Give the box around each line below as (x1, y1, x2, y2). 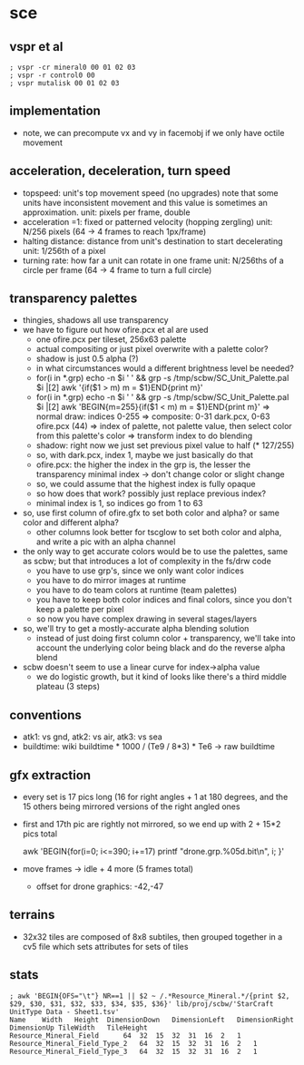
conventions (9, 707, 82, 723)
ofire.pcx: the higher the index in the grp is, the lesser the (35, 459, 251, 470)
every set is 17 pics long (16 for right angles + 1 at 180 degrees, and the (22, 792, 289, 803)
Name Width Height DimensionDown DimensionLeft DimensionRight (9, 1015, 295, 1024)
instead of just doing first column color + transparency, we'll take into (35, 633, 296, 644)
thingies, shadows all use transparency (22, 315, 170, 326)
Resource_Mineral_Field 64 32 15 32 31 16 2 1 (9, 1031, 242, 1041)
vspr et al (9, 39, 64, 54)
